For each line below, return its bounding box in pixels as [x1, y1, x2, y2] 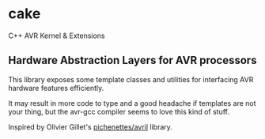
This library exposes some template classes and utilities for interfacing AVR [8, 74, 254, 84]
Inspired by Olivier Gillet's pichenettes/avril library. [8, 122, 172, 131]
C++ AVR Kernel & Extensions [8, 31, 105, 40]
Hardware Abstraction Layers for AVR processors [8, 54, 257, 67]
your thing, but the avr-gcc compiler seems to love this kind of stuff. [8, 107, 229, 116]
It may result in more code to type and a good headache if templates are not [8, 98, 256, 107]
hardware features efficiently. [8, 83, 104, 92]
